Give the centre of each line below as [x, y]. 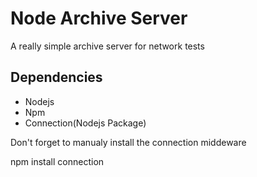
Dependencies [56, 77]
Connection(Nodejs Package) [85, 123]
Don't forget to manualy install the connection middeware [128, 142]
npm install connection [57, 161]
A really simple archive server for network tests [107, 46]
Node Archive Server [99, 18]
